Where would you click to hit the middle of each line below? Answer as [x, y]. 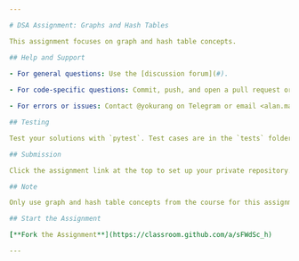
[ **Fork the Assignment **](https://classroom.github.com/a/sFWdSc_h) [141, 235]
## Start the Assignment [55, 219]
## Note [24, 187]
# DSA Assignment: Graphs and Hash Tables [89, 25]
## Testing [29, 122]
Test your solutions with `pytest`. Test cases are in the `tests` [137, 138]
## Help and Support [48, 57]
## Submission [36, 154]
